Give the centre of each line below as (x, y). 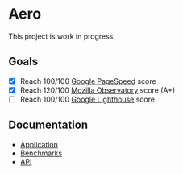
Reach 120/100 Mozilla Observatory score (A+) (98, 90)
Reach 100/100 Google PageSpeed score (88, 81)
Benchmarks (41, 153)
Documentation (48, 125)
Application (39, 144)
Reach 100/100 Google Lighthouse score (87, 99)
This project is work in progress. (62, 36)
